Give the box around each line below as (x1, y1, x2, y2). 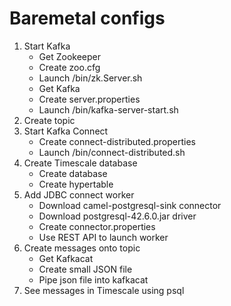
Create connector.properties (38, 220, 156, 232)
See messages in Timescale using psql (23, 284, 185, 296)
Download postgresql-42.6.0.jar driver (38, 210, 197, 222)
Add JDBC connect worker (23, 188, 135, 201)
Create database (38, 167, 108, 179)
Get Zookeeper (38, 50, 102, 62)
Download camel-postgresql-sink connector (38, 199, 222, 211)
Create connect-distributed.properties (38, 135, 196, 147)
